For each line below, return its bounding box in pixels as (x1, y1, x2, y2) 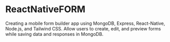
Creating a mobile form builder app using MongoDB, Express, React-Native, (5, 20, 165, 26)
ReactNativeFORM (5, 4, 86, 15)
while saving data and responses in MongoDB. (5, 31, 104, 37)
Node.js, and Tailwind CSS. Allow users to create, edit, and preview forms (5, 25, 161, 31)
